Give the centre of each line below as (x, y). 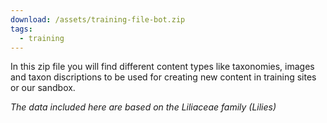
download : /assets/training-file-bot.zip (98, 19)
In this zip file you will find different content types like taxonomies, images (162, 67)
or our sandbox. (43, 88)
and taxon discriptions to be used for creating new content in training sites (163, 77)
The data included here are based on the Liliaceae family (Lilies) (143, 107)
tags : (21, 29)
